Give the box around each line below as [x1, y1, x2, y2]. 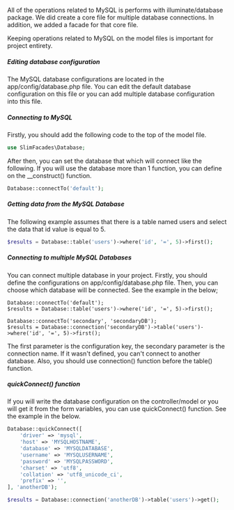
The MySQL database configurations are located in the [7, 74, 165, 83]
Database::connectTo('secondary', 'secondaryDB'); [7, 317, 157, 324]
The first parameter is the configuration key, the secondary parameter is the [7, 342, 225, 350]
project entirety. [7, 42, 53, 49]
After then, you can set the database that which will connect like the [7, 157, 202, 165]
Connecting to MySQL [7, 113, 73, 121]
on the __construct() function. [7, 171, 92, 180]
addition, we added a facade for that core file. [7, 21, 139, 29]
